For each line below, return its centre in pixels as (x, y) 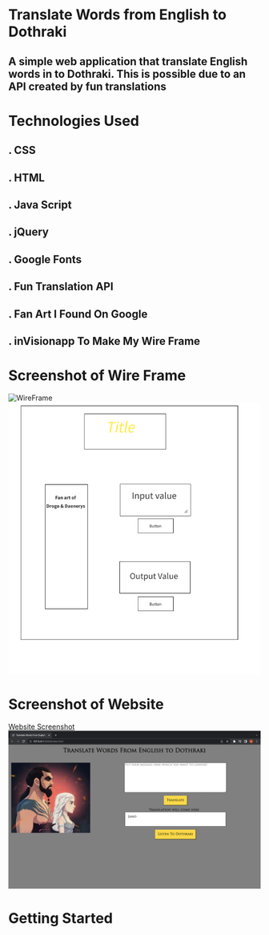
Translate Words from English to (117, 15)
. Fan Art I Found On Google (78, 314)
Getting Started (61, 919)
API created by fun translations (87, 86)
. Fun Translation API (61, 287)
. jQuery (29, 232)
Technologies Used (74, 121)
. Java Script (40, 205)
